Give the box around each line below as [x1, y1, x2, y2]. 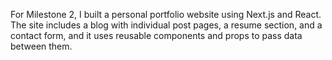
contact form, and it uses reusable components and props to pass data [10, 30, 303, 41]
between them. [10, 40, 73, 52]
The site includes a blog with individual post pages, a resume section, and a [10, 19, 323, 31]
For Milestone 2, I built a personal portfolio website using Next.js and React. [10, 9, 322, 20]
